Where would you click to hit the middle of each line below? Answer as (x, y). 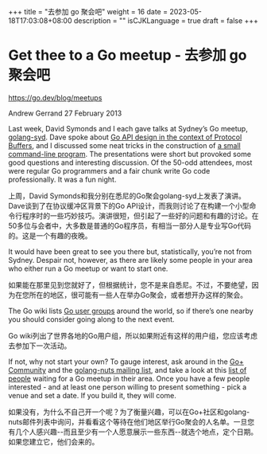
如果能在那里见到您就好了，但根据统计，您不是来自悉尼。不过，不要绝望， (130, 284)
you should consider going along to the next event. (91, 319)
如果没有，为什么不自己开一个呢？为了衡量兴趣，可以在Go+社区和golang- (129, 412)
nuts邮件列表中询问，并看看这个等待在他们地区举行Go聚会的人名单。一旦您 (132, 421)
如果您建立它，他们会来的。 (54, 441)
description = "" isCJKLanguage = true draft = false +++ (166, 21)
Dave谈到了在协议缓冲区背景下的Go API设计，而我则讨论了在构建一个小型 (129, 205)
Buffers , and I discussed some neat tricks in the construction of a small (124, 145)
